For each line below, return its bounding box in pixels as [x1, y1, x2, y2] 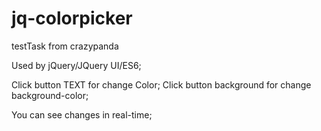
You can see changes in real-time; [11, 108, 153, 121]
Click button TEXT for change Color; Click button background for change [11, 78, 312, 91]
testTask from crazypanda [11, 40, 119, 52]
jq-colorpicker [11, 7, 133, 30]
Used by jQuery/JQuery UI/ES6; [11, 59, 142, 71]
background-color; [11, 89, 89, 101]
